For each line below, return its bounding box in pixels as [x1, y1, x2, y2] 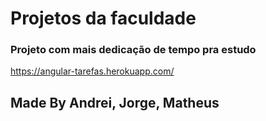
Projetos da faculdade [10, 7, 197, 30]
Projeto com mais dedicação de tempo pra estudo [10, 43, 257, 57]
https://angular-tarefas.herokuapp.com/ [10, 65, 175, 77]
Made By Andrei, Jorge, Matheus [10, 94, 220, 111]
